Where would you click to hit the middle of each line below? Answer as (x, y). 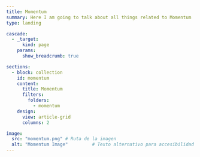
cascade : (17, 34)
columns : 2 (36, 123)
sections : (19, 67)
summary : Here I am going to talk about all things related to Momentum (99, 17)
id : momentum (33, 78)
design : (26, 111)
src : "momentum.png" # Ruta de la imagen (64, 139)
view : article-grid (46, 117)
